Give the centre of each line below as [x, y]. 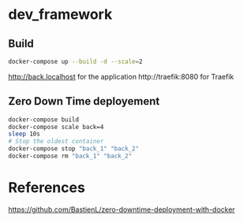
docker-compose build [44, 120]
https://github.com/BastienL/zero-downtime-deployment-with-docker [121, 209]
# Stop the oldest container [56, 142]
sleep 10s [24, 134]
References [47, 188]
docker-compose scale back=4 [56, 127]
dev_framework [60, 15]
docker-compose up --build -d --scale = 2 [76, 61]
